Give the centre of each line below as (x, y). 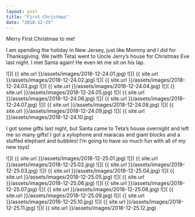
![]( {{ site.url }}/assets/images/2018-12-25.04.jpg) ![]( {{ (107, 171)
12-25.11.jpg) (21, 208)
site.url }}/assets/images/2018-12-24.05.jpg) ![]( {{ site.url (75, 92)
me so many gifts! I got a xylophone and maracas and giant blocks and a (93, 135)
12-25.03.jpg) (22, 171)
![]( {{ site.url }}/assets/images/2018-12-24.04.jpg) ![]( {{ (107, 86)
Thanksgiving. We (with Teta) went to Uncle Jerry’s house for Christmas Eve (98, 57)
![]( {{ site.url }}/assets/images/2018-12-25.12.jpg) (97, 208)
